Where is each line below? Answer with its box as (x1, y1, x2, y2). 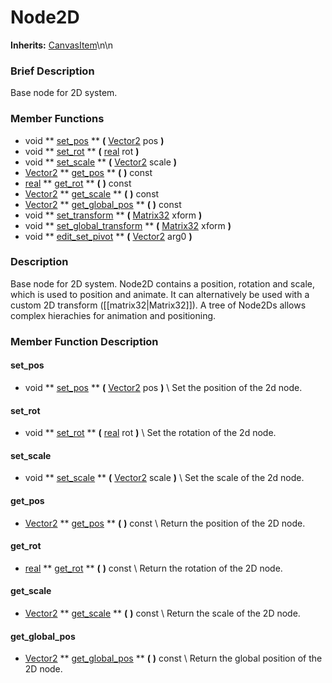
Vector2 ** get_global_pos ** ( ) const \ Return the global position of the (24, 652, 323, 665)
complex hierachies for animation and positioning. (10, 309, 217, 321)
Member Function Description (10, 334, 159, 348)
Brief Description (10, 64, 95, 78)
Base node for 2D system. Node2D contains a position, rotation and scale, (10, 277, 315, 290)
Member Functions (10, 112, 105, 126)
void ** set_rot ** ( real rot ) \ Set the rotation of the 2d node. (24, 427, 277, 439)
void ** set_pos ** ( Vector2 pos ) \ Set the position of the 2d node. (24, 381, 303, 393)
